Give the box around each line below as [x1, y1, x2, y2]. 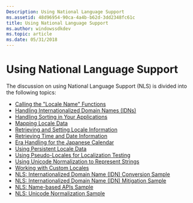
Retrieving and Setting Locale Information [14, 126, 118, 133]
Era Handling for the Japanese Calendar [14, 139, 114, 146]
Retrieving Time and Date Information [14, 132, 108, 139]
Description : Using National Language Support [6, 8, 125, 15]
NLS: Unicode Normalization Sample [14, 190, 105, 197]
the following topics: [6, 88, 56, 96]
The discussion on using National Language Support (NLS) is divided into [6, 82, 188, 89]
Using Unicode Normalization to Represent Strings [14, 157, 140, 165]
